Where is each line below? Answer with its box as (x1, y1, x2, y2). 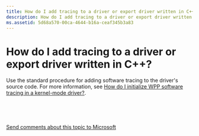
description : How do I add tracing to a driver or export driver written (6, 14, 192, 20)
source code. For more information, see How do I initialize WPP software (6, 83, 184, 90)
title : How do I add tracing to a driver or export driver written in (6, 8, 184, 15)
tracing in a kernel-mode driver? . (6, 89, 86, 97)
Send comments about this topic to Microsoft (6, 124, 117, 131)
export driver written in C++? (6, 57, 152, 71)
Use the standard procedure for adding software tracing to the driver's (6, 77, 179, 84)
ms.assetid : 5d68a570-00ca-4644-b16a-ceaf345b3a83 (6, 19, 134, 25)
